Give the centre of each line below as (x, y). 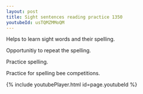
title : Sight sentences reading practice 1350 (64, 17)
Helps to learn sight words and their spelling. (61, 39)
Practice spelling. (27, 62)
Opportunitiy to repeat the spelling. (49, 51)
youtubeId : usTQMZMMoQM (35, 22)
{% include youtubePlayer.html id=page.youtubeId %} (72, 85)
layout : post (22, 11)
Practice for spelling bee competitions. (53, 73)
